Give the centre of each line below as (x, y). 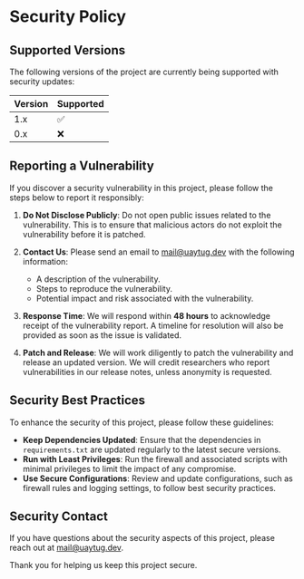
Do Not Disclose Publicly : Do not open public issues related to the (147, 215)
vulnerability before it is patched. (84, 234)
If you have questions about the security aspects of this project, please (142, 538)
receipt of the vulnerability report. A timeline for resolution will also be (153, 325)
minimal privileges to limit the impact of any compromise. (129, 468)
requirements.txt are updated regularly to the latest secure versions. (152, 449)
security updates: (42, 82)
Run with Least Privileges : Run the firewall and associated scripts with (155, 458)
